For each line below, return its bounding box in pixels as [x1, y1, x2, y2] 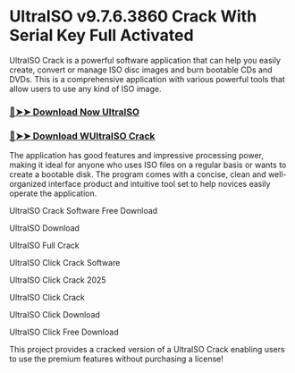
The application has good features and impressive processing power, [9, 150, 265, 161]
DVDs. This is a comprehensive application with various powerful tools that [9, 73, 285, 84]
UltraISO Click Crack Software [9, 258, 121, 268]
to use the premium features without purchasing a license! [9, 353, 223, 364]
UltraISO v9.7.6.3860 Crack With [9, 6, 257, 27]
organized [9, 179, 46, 190]
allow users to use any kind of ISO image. [9, 83, 162, 94]
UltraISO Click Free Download [9, 326, 119, 337]
